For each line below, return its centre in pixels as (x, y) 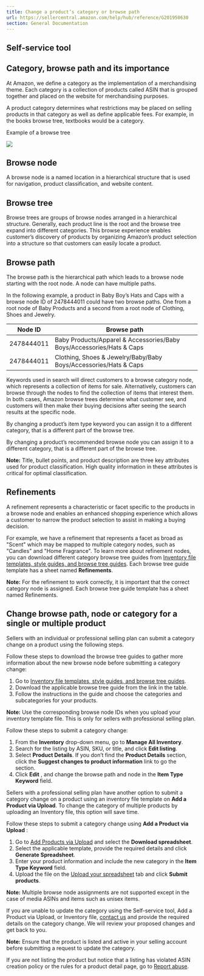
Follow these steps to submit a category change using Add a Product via (97, 824)
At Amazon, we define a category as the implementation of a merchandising (101, 83)
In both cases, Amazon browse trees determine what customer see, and (97, 399)
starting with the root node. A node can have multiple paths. (81, 283)
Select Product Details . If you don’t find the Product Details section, (101, 755)
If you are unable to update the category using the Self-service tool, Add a (99, 910)
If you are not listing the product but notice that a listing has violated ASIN (99, 960)
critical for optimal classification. (47, 473)
